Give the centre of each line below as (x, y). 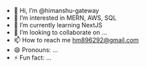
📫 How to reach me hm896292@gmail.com (76, 40)
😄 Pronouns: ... (36, 50)
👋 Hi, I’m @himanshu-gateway (56, 11)
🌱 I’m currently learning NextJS (58, 25)
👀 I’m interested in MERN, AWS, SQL (65, 18)
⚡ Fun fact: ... (32, 57)
